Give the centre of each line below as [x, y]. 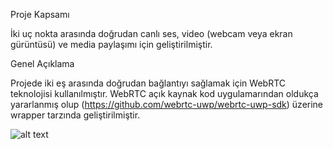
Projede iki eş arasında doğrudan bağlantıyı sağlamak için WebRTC [148, 83]
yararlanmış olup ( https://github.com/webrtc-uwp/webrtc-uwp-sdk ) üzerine [167, 104]
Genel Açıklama [42, 63]
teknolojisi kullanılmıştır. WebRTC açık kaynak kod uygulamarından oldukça [164, 93]
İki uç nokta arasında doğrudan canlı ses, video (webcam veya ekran [151, 33]
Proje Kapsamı [40, 14]
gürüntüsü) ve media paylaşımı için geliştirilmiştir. [111, 44]
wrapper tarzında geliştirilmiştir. [75, 115]
